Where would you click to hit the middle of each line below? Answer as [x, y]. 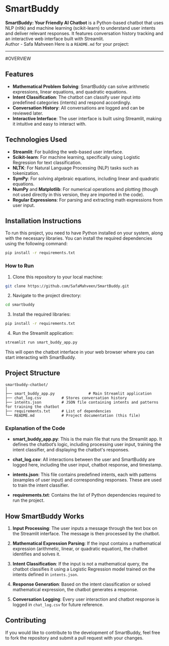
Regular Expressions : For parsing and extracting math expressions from [88, 200]
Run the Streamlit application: [43, 333]
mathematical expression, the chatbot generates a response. [75, 589]
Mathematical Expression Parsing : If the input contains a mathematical [87, 543]
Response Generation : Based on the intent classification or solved [81, 584]
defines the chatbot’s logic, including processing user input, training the [87, 444]
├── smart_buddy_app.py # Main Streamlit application [78, 393]
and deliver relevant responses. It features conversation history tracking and [84, 33]
